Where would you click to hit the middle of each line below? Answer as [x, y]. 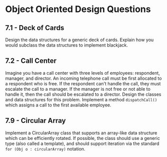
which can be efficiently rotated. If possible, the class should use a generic [83, 138]
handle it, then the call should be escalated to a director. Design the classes [83, 94]
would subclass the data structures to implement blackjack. [66, 45]
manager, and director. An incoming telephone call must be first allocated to [83, 78]
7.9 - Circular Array [36, 121]
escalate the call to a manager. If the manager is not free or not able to [78, 89]
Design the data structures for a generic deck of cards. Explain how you [79, 40]
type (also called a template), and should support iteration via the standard [82, 143]
